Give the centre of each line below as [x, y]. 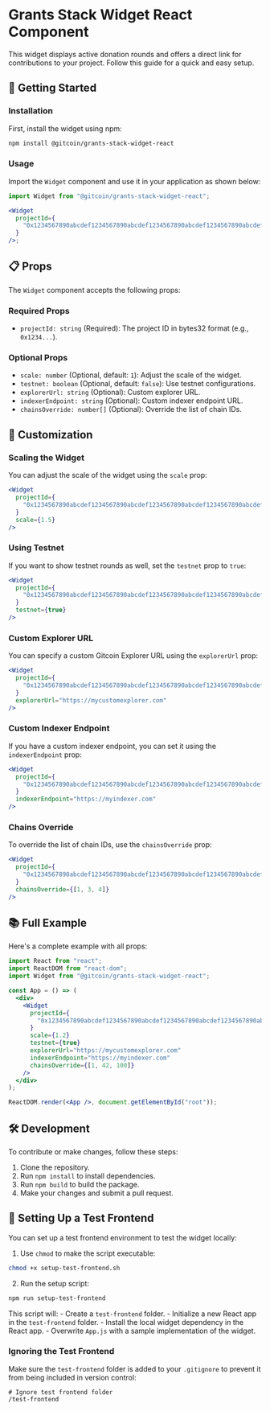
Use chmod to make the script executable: [88, 1253]
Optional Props [38, 358]
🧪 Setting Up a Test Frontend [81, 1218]
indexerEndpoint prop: [45, 755]
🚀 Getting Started [53, 88]
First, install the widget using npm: [65, 128]
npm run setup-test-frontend [57, 1298]
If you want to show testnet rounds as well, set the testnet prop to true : [127, 566]
